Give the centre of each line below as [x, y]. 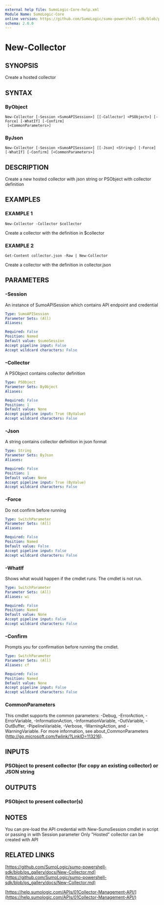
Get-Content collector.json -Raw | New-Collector [57, 256]
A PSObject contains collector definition [45, 374]
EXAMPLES [23, 200]
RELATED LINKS [30, 855]
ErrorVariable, [19, 721]
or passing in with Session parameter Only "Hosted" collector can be [74, 834]
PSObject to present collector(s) [44, 802]
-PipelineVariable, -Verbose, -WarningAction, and [76, 726]
